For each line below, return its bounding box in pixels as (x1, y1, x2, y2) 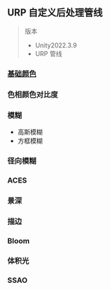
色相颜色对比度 (7, 89, 59, 99)
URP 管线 (35, 49, 62, 58)
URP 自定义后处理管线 (7, 6, 103, 19)
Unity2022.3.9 (35, 41, 78, 50)
